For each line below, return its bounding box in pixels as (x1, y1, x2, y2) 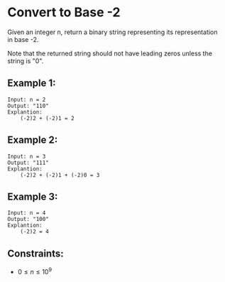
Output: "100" (7, 216, 50, 223)
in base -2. (7, 35, 39, 43)
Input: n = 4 (7, 210, 46, 217)
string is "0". (7, 56, 44, 65)
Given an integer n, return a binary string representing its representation (7, 28, 218, 36)
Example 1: (7, 77, 56, 90)
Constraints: (7, 247, 64, 259)
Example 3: (7, 190, 58, 202)
